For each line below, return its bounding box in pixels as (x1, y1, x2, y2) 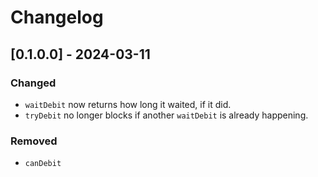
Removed (10, 134, 58, 148)
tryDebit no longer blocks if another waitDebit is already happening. (24, 109, 309, 121)
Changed (10, 76, 57, 90)
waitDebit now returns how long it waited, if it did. (24, 98, 232, 110)
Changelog (10, 6, 104, 29)
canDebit (24, 159, 62, 169)
